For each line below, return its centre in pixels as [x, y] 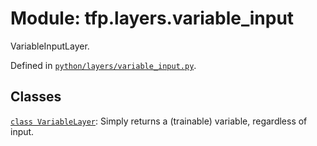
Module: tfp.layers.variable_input [152, 18]
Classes [36, 97]
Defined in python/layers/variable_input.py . [103, 65]
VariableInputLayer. [50, 46]
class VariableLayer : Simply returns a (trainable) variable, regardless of [159, 121]
